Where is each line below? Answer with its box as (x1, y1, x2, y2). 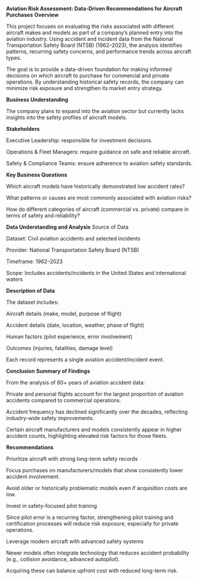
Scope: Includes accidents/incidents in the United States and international (6, 270, 186, 276)
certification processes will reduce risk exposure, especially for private (6, 520, 179, 527)
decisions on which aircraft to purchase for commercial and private (6, 72, 170, 79)
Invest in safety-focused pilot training (6, 502, 98, 509)
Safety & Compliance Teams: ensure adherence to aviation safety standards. (6, 160, 193, 166)
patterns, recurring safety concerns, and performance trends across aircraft (6, 48, 191, 55)
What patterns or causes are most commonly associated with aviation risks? (6, 194, 192, 201)
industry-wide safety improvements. (6, 415, 95, 421)
